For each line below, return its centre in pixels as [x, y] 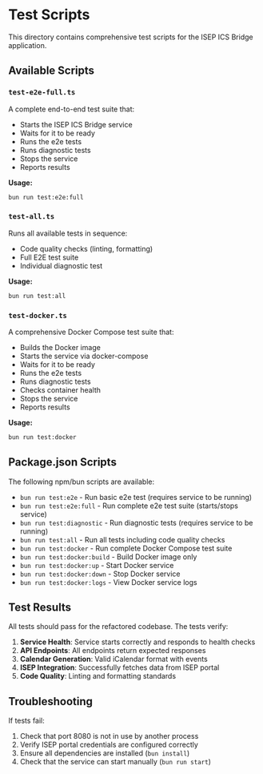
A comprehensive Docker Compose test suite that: [91, 332]
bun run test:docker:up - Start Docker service [97, 565]
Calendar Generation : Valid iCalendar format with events [114, 659]
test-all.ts [32, 217]
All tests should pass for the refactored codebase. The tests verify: [118, 627]
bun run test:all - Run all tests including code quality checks [122, 539]
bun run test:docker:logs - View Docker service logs [108, 582]
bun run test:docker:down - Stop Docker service [100, 574]
